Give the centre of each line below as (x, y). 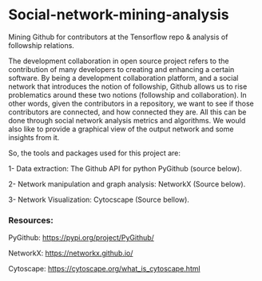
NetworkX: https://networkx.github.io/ (71, 253)
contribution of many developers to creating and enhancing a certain (121, 69)
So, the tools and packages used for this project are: (95, 153)
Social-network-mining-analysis (119, 15)
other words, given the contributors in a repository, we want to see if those (131, 103)
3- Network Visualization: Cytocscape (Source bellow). (99, 199)
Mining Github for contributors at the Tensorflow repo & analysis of (118, 37)
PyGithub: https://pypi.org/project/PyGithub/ (81, 238)
